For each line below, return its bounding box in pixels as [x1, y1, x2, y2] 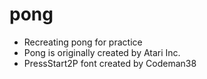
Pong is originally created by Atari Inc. [23, 46, 181, 58]
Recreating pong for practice [23, 36, 143, 48]
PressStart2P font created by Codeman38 [23, 57, 197, 69]
